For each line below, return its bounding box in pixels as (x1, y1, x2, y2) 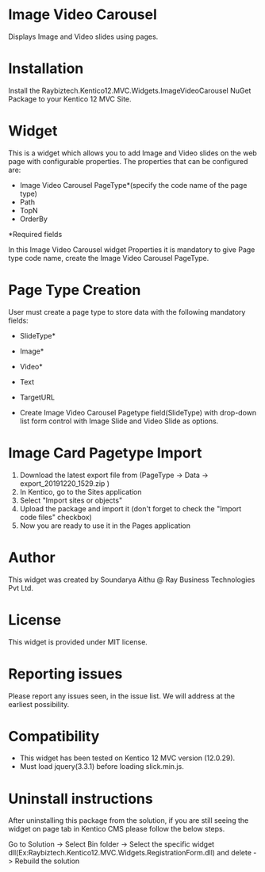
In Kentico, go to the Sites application (19, 487, 142, 496)
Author (8, 549, 56, 566)
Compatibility (8, 727, 100, 745)
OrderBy (19, 214, 48, 224)
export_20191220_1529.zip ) (19, 478, 109, 488)
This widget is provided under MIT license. (8, 637, 148, 647)
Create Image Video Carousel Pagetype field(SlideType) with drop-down (19, 407, 257, 417)
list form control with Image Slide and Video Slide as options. (19, 416, 219, 426)
